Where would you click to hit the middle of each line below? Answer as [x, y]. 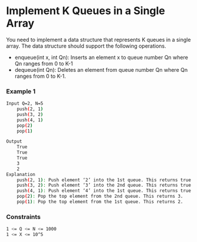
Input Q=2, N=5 [25, 104]
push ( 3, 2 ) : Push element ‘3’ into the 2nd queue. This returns [97, 185]
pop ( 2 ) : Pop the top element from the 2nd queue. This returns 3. [100, 196]
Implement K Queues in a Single [86, 11]
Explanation [21, 174]
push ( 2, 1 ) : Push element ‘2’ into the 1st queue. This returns [97, 180]
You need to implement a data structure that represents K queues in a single [98, 39]
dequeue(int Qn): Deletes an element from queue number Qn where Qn [101, 69]
